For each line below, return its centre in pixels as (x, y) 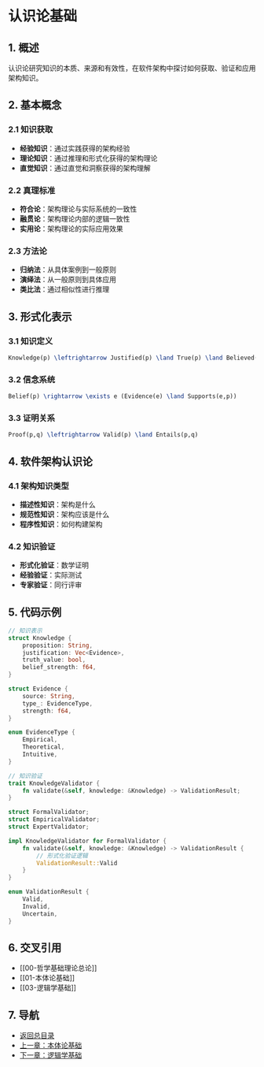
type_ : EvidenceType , (57, 703)
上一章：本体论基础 (51, 1046)
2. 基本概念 (35, 105)
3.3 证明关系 (32, 418)
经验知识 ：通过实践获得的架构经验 (75, 148)
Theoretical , (44, 747)
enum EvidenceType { (42, 732)
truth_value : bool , (54, 660)
